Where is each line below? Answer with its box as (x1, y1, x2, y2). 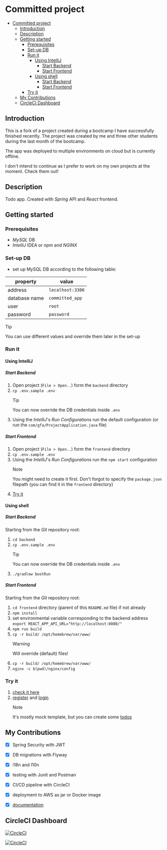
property (14, 278, 37, 285)
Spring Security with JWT (12, 741, 66, 747)
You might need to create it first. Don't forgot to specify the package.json (12, 476, 162, 482)
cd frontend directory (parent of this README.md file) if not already (12, 604, 146, 610)
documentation (12, 802, 44, 808)
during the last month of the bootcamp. (5, 138, 86, 144)
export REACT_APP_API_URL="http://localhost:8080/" (12, 621, 122, 626)
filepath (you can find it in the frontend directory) (12, 481, 114, 487)
